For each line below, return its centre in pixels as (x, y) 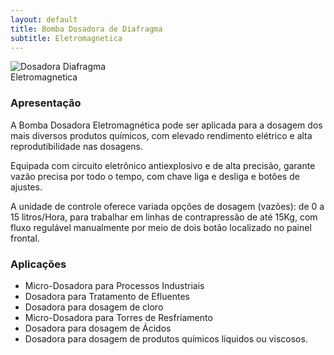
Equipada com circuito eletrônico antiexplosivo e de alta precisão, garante (163, 165)
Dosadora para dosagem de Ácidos (98, 328)
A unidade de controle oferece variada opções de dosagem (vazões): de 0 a (167, 206)
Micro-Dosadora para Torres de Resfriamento (118, 317)
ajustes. (26, 187)
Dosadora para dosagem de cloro (94, 307)
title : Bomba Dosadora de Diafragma (86, 29)
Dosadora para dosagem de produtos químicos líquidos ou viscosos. (166, 338)
